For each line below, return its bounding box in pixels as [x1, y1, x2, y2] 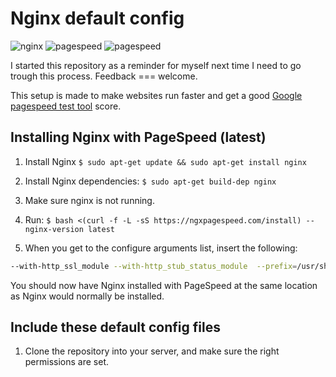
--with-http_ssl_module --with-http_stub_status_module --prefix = [10, 261, 298, 271]
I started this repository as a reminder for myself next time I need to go [10, 59, 302, 71]
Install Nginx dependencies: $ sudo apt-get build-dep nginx [24, 175, 277, 187]
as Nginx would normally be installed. [10, 290, 165, 302]
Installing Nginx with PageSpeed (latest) [10, 129, 267, 146]
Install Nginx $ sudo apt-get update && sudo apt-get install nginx [24, 155, 307, 167]
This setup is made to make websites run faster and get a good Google [10, 89, 303, 101]
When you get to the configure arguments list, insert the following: [24, 242, 298, 254]
